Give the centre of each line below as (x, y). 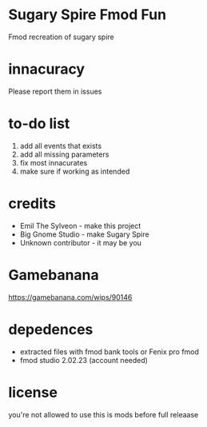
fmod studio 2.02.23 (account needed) (84, 360)
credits (32, 204)
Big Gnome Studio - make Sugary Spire (84, 234)
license (33, 392)
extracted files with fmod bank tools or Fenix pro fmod (109, 351)
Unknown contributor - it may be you (81, 242)
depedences (51, 329)
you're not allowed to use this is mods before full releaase (103, 414)
